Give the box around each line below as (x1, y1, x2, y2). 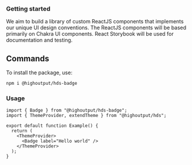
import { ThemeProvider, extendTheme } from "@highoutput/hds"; (6, 113, 167, 119)
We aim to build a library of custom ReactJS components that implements (6, 18, 184, 25)
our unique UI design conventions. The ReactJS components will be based (6, 24, 187, 31)
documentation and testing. (6, 37, 73, 44)
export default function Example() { (6, 123, 99, 129)
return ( (11, 128, 33, 134)
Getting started (6, 5, 51, 13)
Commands (6, 53, 50, 63)
